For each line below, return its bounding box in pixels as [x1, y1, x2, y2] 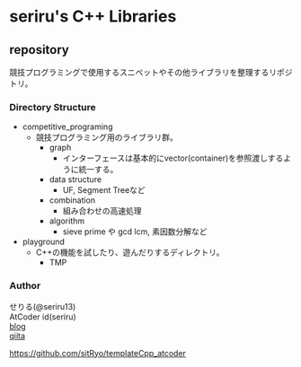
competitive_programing [22, 121, 113, 132]
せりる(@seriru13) [9, 301, 76, 311]
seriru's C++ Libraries [9, 6, 177, 27]
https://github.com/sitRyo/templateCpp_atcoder [9, 347, 187, 358]
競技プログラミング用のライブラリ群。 [35, 132, 178, 143]
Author [9, 280, 41, 293]
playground [22, 236, 66, 248]
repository [9, 42, 70, 57]
